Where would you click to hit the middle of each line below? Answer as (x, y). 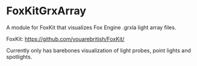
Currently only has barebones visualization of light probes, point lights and (98, 50)
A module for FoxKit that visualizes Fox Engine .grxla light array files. (91, 27)
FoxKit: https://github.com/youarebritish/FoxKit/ (65, 39)
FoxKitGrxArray (46, 11)
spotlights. (19, 56)
